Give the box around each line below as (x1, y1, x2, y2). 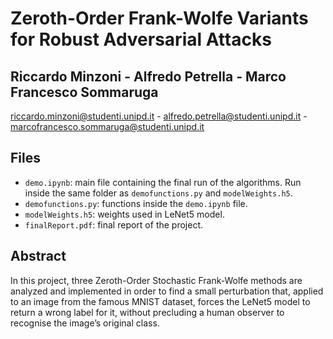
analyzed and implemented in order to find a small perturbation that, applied (10, 285, 324, 297)
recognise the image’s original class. (10, 317, 160, 329)
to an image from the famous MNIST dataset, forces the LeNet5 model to (10, 295, 311, 307)
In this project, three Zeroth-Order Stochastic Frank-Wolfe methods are (10, 274, 303, 286)
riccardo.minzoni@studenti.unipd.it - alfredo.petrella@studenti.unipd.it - (10, 110, 308, 122)
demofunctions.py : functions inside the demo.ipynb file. (24, 197, 248, 209)
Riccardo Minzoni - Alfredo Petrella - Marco (10, 68, 287, 85)
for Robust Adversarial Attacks (10, 28, 272, 51)
